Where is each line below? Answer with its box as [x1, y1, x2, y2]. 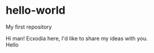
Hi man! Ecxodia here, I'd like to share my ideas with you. [5, 35, 148, 42]
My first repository [5, 23, 52, 30]
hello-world [5, 4, 66, 17]
